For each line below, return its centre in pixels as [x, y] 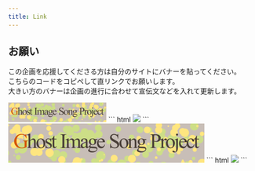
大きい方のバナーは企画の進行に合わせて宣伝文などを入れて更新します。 [125, 91]
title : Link [27, 16]
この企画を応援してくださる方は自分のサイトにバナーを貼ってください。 [125, 71]
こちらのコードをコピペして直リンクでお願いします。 [94, 82]
